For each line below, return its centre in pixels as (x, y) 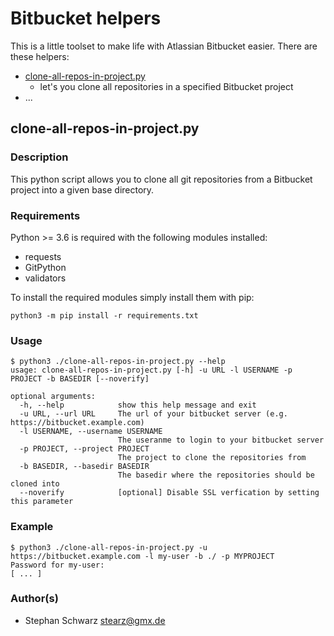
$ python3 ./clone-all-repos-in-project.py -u (109, 547)
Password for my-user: (57, 565)
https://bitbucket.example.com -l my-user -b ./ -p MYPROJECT (142, 556)
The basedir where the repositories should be (216, 475)
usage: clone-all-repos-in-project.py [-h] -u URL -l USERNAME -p (151, 370)
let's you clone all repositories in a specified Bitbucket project (166, 86)
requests (43, 256)
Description (39, 157)
